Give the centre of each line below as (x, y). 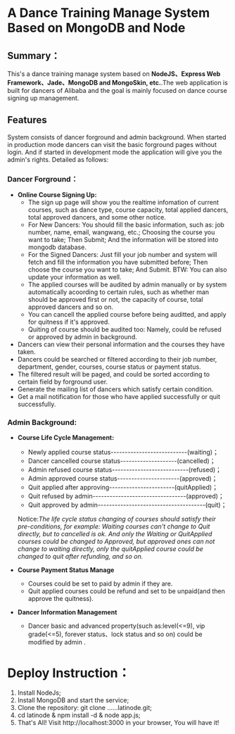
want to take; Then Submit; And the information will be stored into (123, 240)
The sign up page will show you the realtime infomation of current (123, 203)
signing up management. (43, 98)
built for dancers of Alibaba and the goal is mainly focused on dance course (117, 90)
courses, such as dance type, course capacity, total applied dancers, (128, 210)
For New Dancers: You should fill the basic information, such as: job (126, 225)
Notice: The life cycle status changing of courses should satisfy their (116, 519)
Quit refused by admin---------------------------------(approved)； (126, 496)
